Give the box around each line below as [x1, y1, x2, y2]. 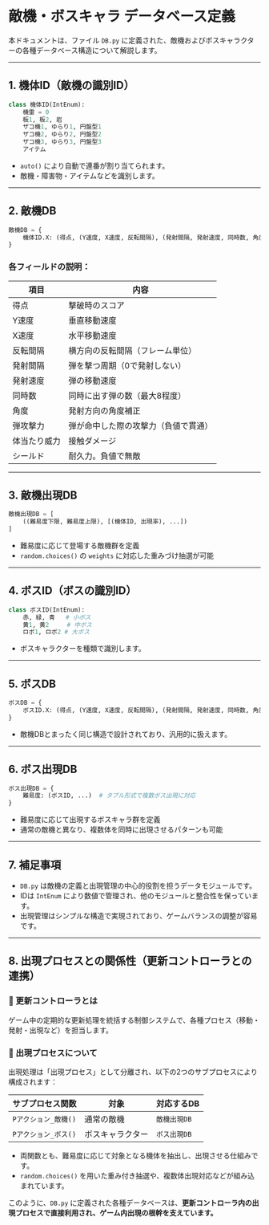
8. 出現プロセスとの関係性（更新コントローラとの [8, 954, 252, 968]
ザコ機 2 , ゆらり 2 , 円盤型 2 [22, 130, 102, 139]
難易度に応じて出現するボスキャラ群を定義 [19, 815, 161, 824]
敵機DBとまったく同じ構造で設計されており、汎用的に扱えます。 [19, 729, 232, 739]
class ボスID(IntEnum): [8, 605, 86, 614]
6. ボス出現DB [8, 763, 78, 776]
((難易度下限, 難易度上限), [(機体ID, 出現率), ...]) [22, 518, 188, 526]
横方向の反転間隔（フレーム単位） [68, 344, 197, 356]
